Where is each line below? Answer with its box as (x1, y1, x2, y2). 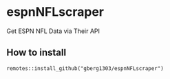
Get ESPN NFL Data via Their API (6, 27, 100, 35)
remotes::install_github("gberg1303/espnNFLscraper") (6, 65, 164, 72)
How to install (6, 47, 67, 58)
